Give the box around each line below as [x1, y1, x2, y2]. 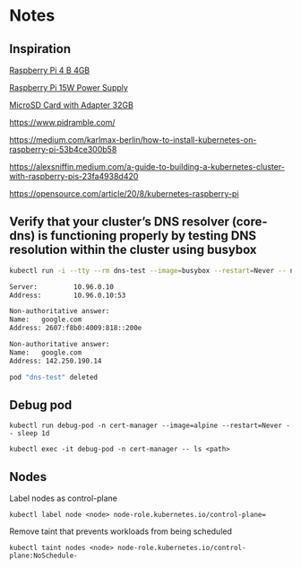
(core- [231, 214, 268, 230]
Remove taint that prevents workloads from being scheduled [9, 526, 233, 537]
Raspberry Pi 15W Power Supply [9, 83, 128, 92]
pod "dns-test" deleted [9, 372, 99, 381]
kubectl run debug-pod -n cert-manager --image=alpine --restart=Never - [9, 421, 291, 431]
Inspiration [9, 41, 72, 57]
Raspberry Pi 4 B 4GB [9, 65, 90, 75]
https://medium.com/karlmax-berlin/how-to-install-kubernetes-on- [9, 135, 257, 144]
